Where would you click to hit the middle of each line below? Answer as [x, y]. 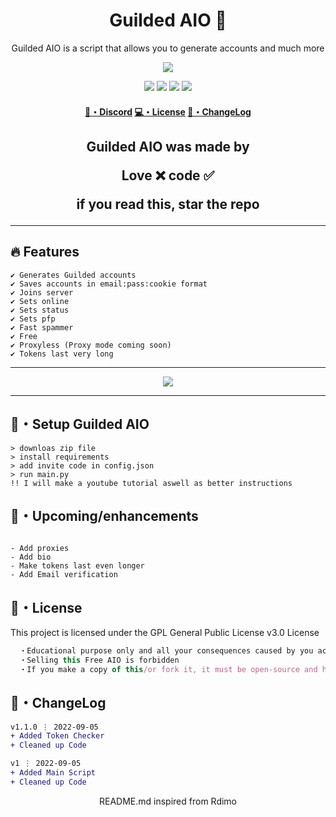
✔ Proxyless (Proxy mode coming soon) [91, 345]
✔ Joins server [42, 292]
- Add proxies [40, 549]
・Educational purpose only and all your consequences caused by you [166, 651]
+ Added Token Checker [57, 736]
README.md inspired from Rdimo [168, 801]
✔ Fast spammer [42, 327]
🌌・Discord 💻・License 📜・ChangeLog [168, 111]
